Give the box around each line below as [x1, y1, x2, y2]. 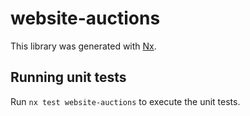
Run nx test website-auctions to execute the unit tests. [10, 95, 241, 107]
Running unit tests [10, 69, 127, 86]
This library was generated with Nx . [10, 40, 157, 52]
